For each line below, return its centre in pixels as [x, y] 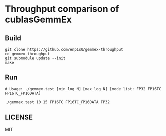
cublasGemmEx [39, 20]
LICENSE [19, 117]
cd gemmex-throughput [28, 54]
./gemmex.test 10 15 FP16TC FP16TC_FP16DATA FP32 [58, 102]
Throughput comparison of [62, 9]
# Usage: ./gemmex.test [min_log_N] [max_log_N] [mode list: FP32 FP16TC [83, 89]
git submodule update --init [35, 58]
